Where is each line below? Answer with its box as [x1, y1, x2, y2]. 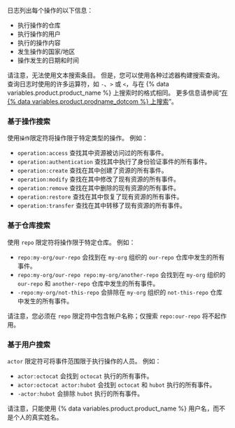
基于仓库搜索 [7, 220, 51, 230]
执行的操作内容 [17, 39, 61, 47]
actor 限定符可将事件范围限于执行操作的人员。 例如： [7, 356, 162, 365]
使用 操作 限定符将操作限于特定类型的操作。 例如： [7, 134, 148, 142]
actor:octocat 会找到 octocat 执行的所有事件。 [17, 371, 153, 380]
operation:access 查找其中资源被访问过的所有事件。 [17, 149, 168, 157]
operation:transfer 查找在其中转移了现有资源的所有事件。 [17, 201, 187, 210]
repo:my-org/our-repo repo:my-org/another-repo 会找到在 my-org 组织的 [17, 270, 226, 279]
